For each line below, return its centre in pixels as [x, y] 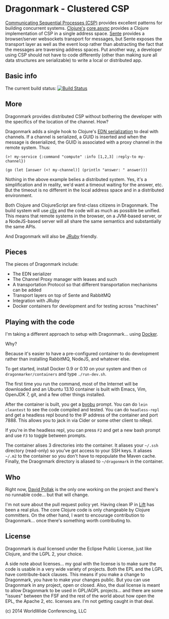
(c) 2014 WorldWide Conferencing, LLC [46, 611]
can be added [27, 290]
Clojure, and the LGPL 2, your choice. [44, 554]
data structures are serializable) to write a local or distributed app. [74, 60]
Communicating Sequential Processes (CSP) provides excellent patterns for [84, 23]
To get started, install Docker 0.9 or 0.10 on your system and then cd [76, 369]
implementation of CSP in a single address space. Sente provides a [75, 33]
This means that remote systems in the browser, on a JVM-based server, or [84, 216]
